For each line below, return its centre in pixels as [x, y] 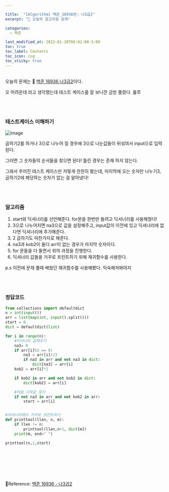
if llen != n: [29, 425]
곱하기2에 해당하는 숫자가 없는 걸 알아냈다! [47, 177]
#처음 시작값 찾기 [30, 392]
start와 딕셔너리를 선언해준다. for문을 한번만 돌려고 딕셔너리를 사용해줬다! [85, 219]
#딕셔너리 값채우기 [31, 341]
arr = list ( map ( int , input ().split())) [47, 318]
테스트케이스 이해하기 [30, 121]
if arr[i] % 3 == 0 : [34, 350]
